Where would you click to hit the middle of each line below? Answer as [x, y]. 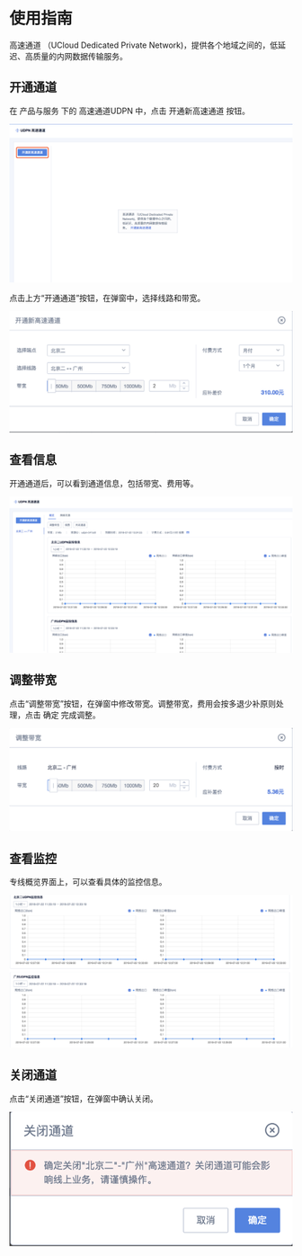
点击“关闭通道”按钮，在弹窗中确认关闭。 [84, 1099]
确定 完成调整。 [71, 715]
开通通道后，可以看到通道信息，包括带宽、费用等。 [104, 483]
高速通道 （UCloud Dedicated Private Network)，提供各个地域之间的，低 [144, 45]
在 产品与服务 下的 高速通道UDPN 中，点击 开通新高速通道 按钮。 [129, 111]
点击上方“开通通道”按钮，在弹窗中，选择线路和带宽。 [107, 298]
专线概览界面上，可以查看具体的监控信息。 [88, 881]
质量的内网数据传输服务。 [80, 56]
